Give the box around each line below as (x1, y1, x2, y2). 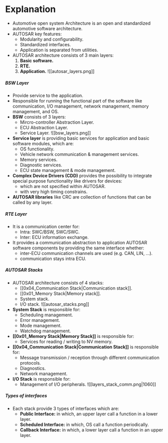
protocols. (20, 360, 41, 366)
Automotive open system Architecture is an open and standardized (12, 20, 151, 26)
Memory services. (20, 156, 58, 162)
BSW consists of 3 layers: (12, 114, 66, 120)
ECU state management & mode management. (20, 167, 116, 173)
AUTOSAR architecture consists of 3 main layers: (12, 52, 114, 58)
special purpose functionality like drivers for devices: (12, 178, 122, 184)
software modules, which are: (12, 140, 74, 146)
